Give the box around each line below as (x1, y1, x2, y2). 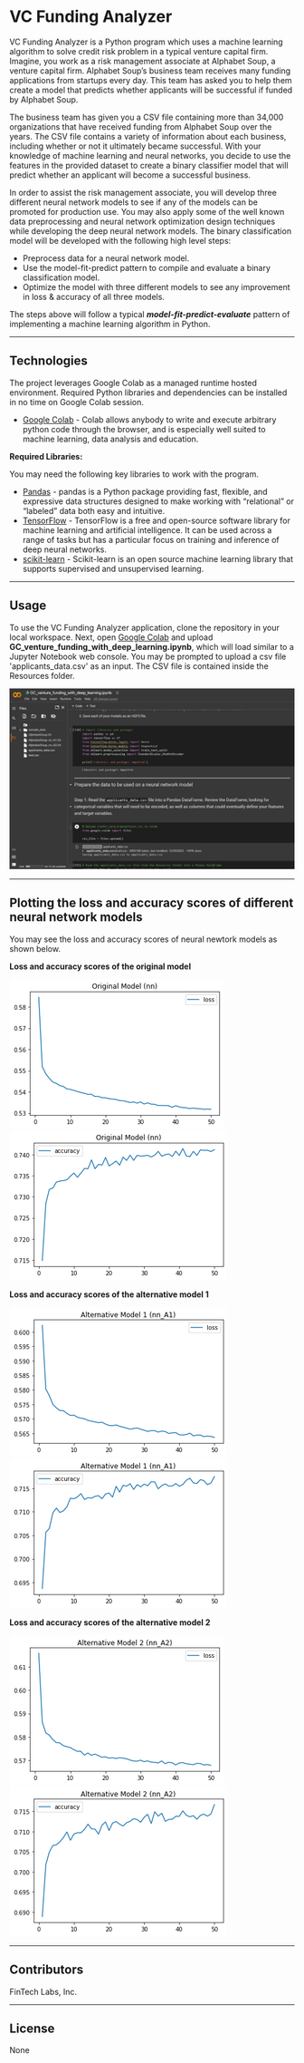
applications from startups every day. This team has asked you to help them (9, 74, 292, 85)
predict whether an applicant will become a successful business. (9, 169, 252, 180)
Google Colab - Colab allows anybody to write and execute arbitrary (22, 414, 277, 425)
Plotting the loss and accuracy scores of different (9, 896, 294, 911)
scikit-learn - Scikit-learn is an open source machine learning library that (22, 553, 294, 564)
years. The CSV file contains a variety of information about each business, (9, 131, 287, 141)
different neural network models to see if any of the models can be (9, 197, 258, 208)
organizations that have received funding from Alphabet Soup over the (9, 121, 272, 132)
